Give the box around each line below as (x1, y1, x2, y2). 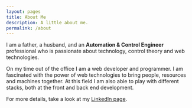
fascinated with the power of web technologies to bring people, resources (6, 71, 186, 78)
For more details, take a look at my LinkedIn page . (6, 96, 128, 103)
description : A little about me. (6, 19, 89, 25)
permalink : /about (6, 25, 51, 31)
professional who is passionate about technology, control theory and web (6, 48, 185, 55)
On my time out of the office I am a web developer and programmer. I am (6, 66, 184, 73)
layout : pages (6, 8, 41, 15)
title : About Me (6, 14, 46, 20)
